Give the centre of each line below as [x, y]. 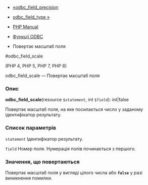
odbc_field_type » [31, 17]
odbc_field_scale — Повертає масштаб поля [53, 76]
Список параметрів [31, 128]
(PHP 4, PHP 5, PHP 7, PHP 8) [36, 66]
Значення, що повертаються [42, 162]
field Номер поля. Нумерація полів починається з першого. [70, 149]
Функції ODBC [28, 37]
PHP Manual [26, 27]
